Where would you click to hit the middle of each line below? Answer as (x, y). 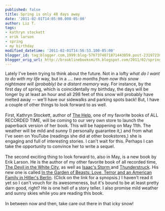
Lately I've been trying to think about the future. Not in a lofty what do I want (82, 73)
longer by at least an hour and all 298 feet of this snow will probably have (79, 94)
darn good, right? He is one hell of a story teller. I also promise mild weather (82, 188)
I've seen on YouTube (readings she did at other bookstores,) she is (73, 136)
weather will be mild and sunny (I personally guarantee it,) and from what (79, 131)
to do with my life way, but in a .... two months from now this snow (72, 79)
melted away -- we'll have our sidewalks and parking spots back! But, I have (82, 100)
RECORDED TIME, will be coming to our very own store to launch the (74, 120)
